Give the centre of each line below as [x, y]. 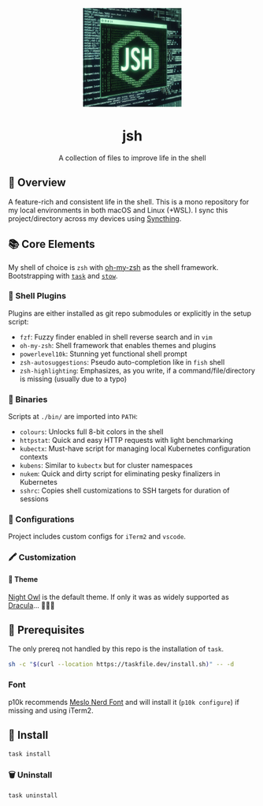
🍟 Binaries [28, 399]
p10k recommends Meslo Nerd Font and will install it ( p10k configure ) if [124, 702]
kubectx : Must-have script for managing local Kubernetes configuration [135, 448]
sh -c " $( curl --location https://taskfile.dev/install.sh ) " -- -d [121, 665]
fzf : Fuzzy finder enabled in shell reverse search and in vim [116, 337]
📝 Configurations [41, 519]
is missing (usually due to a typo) [73, 379]
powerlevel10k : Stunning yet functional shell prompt [103, 354]
